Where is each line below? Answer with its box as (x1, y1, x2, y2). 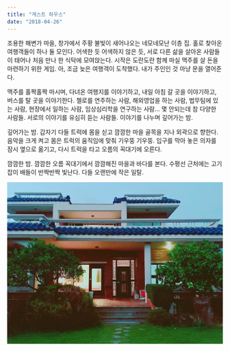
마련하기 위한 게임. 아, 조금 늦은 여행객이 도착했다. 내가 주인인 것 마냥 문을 (7, 64, 204, 73)
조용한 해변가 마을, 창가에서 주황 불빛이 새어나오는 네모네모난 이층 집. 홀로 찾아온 (7, 38, 222, 47)
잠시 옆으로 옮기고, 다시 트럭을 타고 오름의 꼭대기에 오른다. (7, 144, 162, 153)
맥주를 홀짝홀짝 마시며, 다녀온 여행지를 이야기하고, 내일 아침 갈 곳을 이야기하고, (7, 88, 217, 96)
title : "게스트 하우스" (7, 11, 66, 18)
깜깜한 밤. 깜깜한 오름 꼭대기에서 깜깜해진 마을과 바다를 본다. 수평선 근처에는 (7, 159, 210, 168)
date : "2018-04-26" (7, 18, 63, 25)
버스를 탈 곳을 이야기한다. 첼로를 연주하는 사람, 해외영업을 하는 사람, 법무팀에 (7, 96, 212, 104)
